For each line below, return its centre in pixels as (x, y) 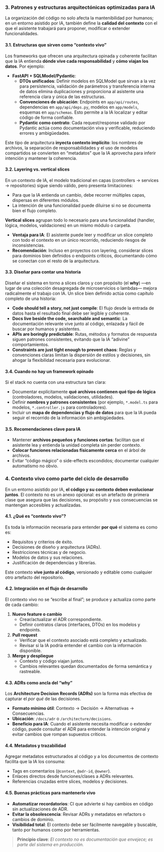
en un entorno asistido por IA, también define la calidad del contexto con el (81, 23)
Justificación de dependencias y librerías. (54, 562)
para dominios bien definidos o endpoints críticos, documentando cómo (84, 255)
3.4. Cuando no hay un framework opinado (49, 371)
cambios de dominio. (33, 819)
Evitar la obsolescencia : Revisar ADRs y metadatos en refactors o (79, 814)
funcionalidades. (22, 34)
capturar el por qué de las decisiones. (43, 699)
